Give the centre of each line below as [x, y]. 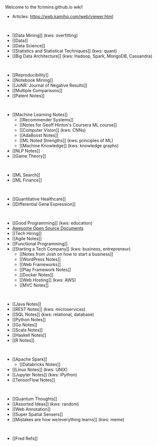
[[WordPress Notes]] [40, 259]
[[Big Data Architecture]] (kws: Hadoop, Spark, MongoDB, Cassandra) [82, 56]
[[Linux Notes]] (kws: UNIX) [40, 369]
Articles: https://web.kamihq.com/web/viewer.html [62, 16]
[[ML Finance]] [27, 180]
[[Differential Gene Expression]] [44, 204]
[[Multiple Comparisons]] [37, 90]
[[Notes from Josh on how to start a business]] [66, 254]
